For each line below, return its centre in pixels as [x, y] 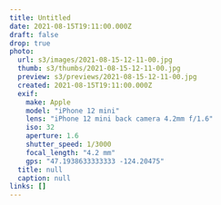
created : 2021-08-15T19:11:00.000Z [85, 85]
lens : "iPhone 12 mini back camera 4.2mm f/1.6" [120, 119]
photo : [22, 52]
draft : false [34, 34]
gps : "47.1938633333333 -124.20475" [95, 161]
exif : [28, 93]
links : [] [28, 187]
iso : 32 [40, 128]
